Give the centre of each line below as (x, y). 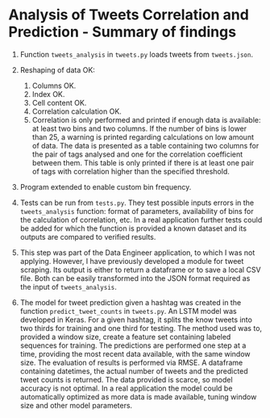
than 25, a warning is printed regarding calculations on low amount (143, 137)
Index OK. (48, 94)
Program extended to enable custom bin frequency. (106, 186)
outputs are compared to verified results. (88, 236)
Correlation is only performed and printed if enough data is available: (146, 119)
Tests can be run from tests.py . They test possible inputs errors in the (137, 203)
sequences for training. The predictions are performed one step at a (133, 345)
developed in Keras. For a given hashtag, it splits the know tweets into (136, 320)
